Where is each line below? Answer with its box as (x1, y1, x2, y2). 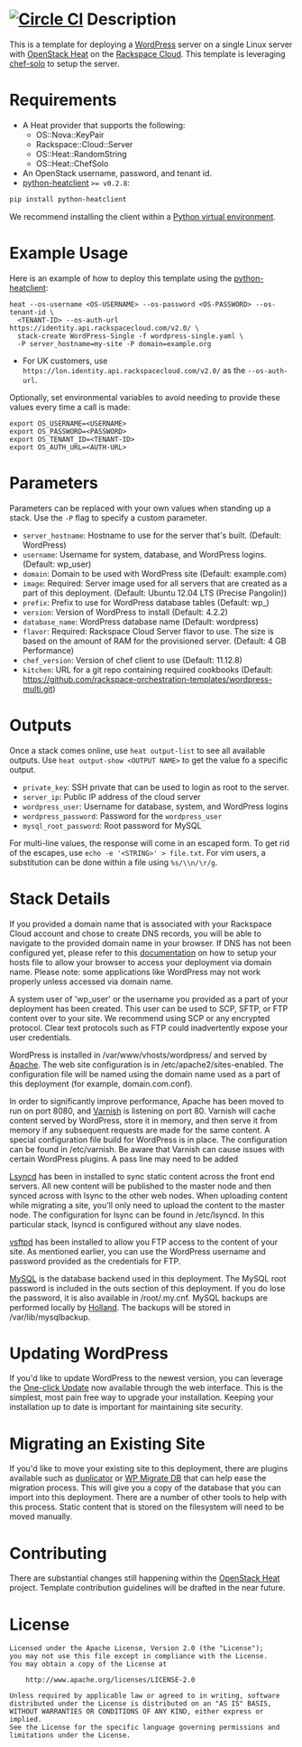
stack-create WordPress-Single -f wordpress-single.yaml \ (17, 331, 244, 341)
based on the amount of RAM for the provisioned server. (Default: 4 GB (22, 635, 287, 646)
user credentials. (9, 1031, 72, 1043)
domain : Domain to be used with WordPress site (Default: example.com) (22, 568, 287, 578)
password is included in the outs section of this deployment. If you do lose (9, 1282, 286, 1293)
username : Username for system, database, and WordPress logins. (22, 549, 267, 559)
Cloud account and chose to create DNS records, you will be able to (9, 927, 261, 939)
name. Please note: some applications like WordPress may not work (9, 966, 261, 977)
